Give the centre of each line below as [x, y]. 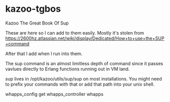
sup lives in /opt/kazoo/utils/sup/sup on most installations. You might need [84, 79]
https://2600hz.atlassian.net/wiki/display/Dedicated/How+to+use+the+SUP [85, 38]
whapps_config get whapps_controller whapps [54, 94]
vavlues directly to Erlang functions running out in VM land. [68, 69]
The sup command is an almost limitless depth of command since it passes [84, 63]
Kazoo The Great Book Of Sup [37, 23]
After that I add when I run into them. [44, 54]
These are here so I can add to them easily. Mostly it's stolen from [75, 33]
